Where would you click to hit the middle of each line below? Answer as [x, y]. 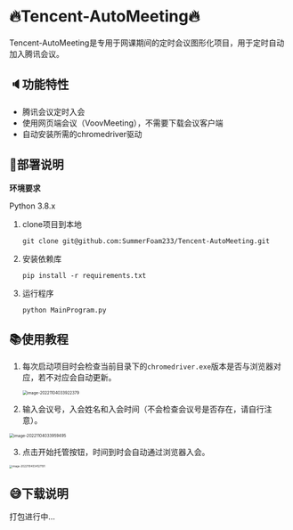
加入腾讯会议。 [37, 53]
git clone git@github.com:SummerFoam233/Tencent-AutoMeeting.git [146, 241]
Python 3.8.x [33, 206]
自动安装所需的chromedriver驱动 [82, 134]
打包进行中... [33, 517]
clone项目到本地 [52, 224]
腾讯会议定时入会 [53, 111]
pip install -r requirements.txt [84, 275]
